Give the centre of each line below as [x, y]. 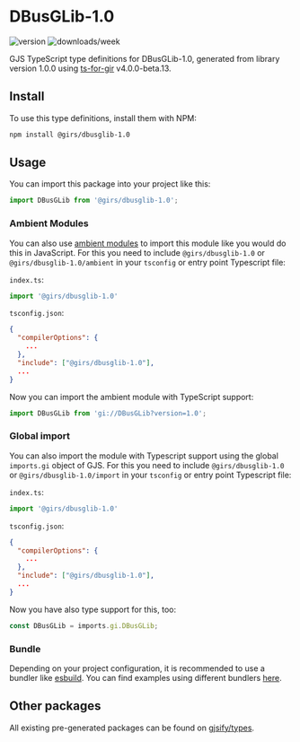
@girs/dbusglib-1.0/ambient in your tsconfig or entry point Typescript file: [147, 262]
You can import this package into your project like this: [110, 184]
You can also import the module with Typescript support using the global [144, 456]
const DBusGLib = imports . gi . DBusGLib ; [84, 625]
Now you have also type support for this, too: [93, 609]
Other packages [55, 706]
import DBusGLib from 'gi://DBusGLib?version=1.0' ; [108, 413]
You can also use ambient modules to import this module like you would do [148, 243]
